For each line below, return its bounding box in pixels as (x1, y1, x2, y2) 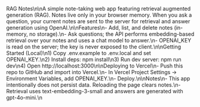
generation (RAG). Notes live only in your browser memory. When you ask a (6, 11, 192, 19)
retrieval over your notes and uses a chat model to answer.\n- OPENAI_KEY (6, 37, 192, 44)
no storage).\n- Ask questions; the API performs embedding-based (29, 30, 195, 38)
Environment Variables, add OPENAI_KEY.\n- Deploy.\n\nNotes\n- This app (6, 75, 190, 82)
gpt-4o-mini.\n (6, 94, 43, 101)
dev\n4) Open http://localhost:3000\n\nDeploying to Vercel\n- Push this (6, 62, 183, 69)
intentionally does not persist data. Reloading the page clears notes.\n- (6, 81, 181, 88)
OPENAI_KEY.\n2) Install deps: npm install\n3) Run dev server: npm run (6, 56, 182, 63)
